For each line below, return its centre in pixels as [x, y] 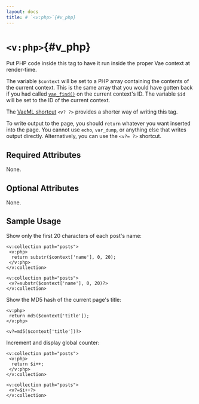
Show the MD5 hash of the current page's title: [64, 299]
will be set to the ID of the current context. [58, 100]
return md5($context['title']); [49, 316]
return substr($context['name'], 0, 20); [64, 257]
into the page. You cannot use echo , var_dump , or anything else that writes [97, 130]
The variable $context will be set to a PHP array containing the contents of [98, 81]
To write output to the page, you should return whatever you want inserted [99, 124]
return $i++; [28, 364]
